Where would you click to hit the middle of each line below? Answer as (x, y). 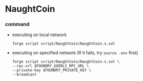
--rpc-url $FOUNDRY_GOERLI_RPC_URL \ (51, 66)
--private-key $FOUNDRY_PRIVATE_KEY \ (51, 70)
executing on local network (39, 35)
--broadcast (24, 75)
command (17, 24)
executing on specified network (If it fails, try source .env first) (75, 53)
